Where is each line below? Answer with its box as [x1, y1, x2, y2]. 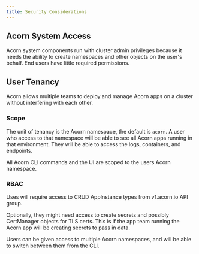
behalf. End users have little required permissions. [6, 59, 130, 66]
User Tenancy [6, 77, 60, 87]
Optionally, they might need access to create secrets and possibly [6, 211, 169, 219]
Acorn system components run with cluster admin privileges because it [6, 47, 182, 54]
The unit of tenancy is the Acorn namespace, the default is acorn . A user [6, 128, 185, 135]
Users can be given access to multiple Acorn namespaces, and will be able [6, 235, 192, 243]
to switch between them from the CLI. [6, 242, 99, 249]
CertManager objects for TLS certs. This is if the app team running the [6, 217, 180, 225]
